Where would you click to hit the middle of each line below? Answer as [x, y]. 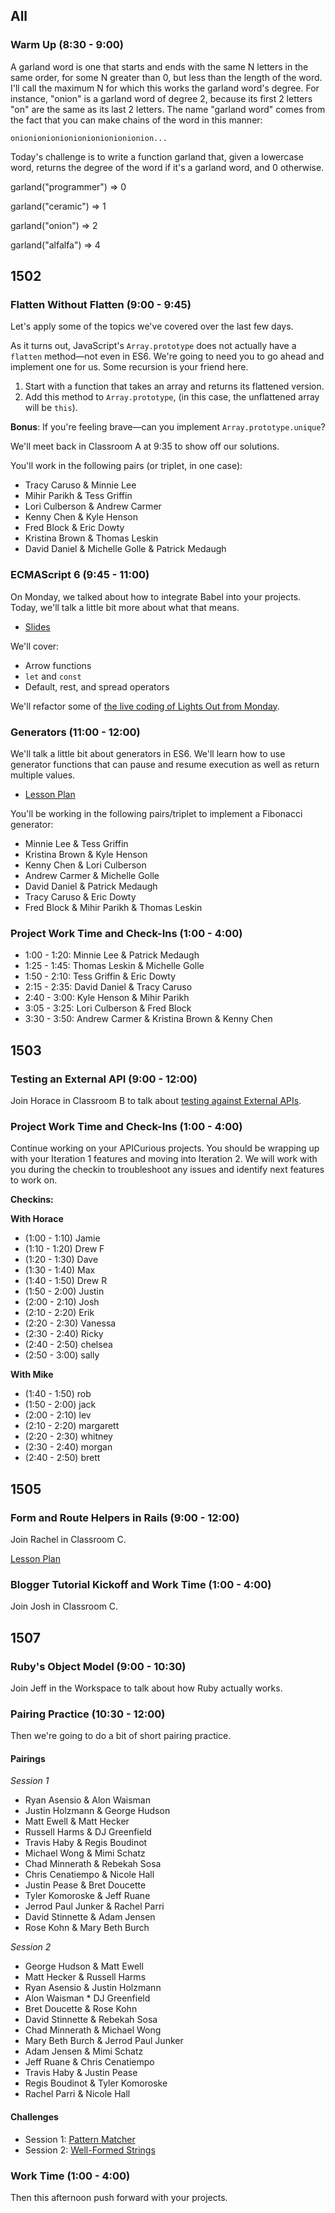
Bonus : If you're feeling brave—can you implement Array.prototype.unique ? [168, 427]
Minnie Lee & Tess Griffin [76, 843]
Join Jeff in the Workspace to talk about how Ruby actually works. [146, 1688]
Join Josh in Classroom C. [64, 1606]
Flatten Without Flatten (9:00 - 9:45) [101, 304]
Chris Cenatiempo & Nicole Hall [89, 1875]
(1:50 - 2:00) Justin [64, 1291]
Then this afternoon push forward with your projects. [119, 2197]
